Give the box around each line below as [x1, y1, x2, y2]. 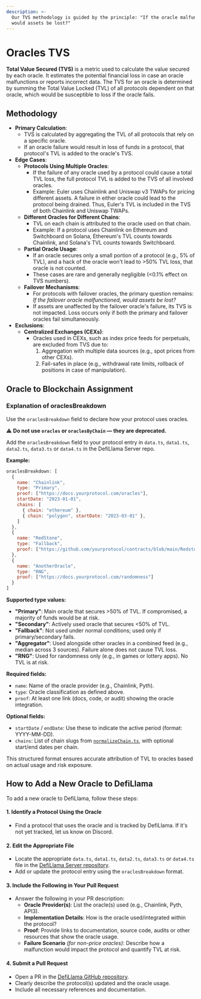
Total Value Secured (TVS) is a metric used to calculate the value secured [6, 65, 190, 73]
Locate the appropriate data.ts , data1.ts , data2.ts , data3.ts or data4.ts [14, 855, 194, 862]
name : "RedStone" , [17, 535, 63, 541]
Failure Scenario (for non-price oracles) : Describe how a [23, 940, 165, 947]
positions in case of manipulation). [41, 366, 127, 374]
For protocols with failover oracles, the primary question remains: [32, 290, 194, 297]
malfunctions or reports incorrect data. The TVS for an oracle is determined [6, 79, 193, 86]
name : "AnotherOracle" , [17, 563, 77, 569]
